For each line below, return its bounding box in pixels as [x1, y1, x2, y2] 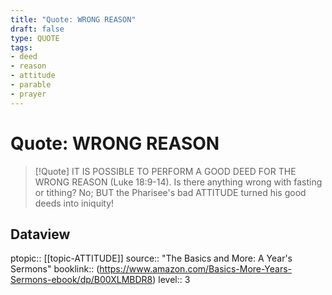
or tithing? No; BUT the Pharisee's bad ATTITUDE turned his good [34, 186, 307, 198]
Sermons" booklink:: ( [10, 263, 100, 275]
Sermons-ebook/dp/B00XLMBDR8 [10, 274, 153, 286]
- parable [10, 80, 52, 90]
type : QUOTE [10, 33, 60, 43]
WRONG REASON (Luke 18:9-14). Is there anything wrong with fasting [34, 176, 323, 188]
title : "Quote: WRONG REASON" [10, 14, 137, 25]
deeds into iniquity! [34, 197, 115, 209]
